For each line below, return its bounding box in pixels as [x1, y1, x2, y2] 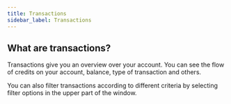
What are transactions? [7, 42, 111, 54]
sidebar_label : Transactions [7, 17, 92, 24]
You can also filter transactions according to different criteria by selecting [7, 81, 218, 90]
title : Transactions [7, 10, 67, 17]
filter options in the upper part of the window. [7, 89, 137, 97]
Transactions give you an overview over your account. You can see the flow [7, 60, 225, 69]
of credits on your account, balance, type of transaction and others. [7, 68, 202, 76]
